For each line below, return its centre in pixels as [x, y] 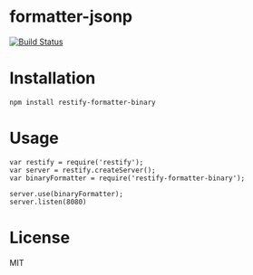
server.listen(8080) [49, 202]
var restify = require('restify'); [77, 162]
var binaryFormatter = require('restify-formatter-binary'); [127, 178]
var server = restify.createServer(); [83, 170]
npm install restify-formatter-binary [83, 102]
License [40, 238]
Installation [53, 78]
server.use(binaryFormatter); [67, 194]
